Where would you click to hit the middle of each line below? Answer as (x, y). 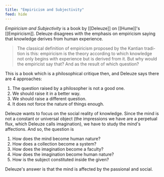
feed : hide (16, 14)
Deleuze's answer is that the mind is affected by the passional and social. (79, 169)
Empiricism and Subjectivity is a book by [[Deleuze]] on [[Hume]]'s (73, 28)
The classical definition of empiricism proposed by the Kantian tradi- (86, 48)
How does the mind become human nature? (56, 139)
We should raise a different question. (49, 98)
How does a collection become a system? (54, 144)
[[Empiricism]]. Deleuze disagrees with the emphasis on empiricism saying (80, 33)
